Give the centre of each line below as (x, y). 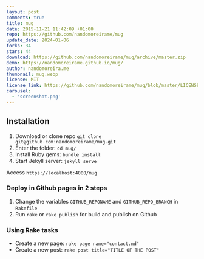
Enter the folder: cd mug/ (46, 148)
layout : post (23, 12)
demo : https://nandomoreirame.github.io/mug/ (65, 63)
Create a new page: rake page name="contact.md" (77, 243)
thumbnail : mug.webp (32, 74)
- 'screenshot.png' (36, 97)
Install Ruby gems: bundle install (58, 154)
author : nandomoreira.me (38, 68)
